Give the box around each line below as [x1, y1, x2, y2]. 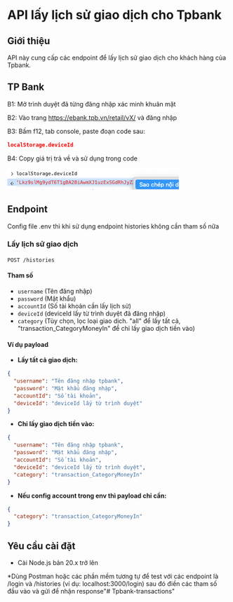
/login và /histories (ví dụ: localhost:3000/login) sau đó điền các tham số [7, 580, 218, 588]
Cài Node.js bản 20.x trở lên [17, 559, 98, 567]
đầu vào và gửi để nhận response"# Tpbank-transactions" [7, 587, 175, 596]
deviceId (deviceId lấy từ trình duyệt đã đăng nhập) [17, 309, 166, 317]
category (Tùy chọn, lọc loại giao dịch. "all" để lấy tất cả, [17, 317, 181, 325]
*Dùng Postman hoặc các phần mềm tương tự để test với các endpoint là [7, 572, 219, 581]
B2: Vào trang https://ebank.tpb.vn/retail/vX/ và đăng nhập [7, 113, 178, 122]
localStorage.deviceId [7, 141, 74, 149]
